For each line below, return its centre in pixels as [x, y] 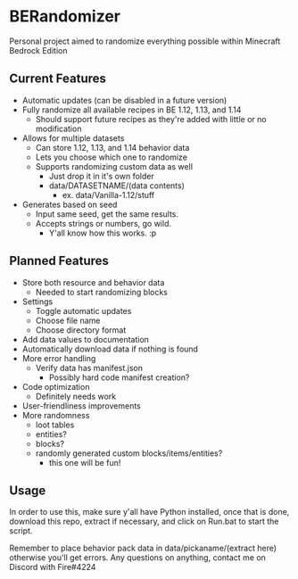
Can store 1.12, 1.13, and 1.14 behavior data [112, 147]
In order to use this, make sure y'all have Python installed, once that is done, [149, 512]
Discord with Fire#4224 [53, 567]
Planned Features [59, 261]
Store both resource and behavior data [93, 282]
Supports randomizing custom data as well [114, 166]
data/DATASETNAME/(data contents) [117, 186]
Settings [37, 302]
